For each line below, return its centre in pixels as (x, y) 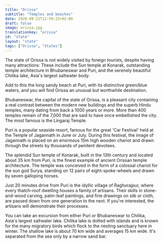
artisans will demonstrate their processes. (47, 206)
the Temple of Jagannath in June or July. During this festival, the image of (79, 135)
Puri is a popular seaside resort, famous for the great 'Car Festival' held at (79, 130)
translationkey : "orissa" (31, 32)
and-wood (15, 196)
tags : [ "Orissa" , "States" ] (34, 46)
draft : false (18, 23)
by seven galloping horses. (32, 176)
